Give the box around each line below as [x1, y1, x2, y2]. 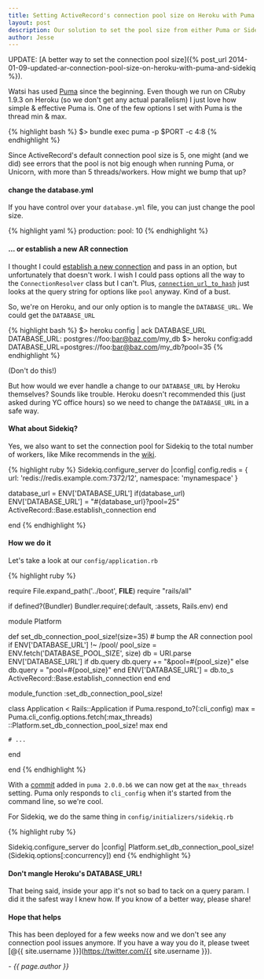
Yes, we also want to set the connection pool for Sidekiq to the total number [8, 441, 254, 451]
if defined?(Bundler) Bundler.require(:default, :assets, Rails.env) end [8, 601, 229, 611]
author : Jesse [8, 33, 55, 42]
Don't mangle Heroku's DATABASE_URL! [8, 868, 143, 878]
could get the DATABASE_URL [8, 310, 96, 320]
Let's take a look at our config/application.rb [8, 556, 159, 565]
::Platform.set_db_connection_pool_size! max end [8, 721, 168, 730]
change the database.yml [8, 185, 94, 195]
